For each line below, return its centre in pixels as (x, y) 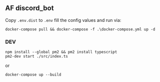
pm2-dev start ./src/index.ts (37, 57)
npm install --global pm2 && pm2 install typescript (61, 52)
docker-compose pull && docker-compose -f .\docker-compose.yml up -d (80, 29)
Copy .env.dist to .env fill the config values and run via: (63, 20)
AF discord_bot (29, 8)
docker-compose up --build (33, 75)
